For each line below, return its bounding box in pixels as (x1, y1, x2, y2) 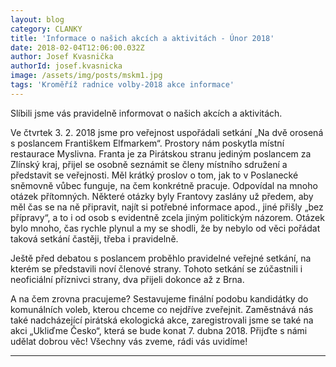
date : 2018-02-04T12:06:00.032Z (10, 42, 145, 53)
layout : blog (10, 14, 65, 25)
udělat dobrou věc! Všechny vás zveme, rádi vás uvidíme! (10, 335, 248, 347)
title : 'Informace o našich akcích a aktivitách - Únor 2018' (10, 33, 275, 43)
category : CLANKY (10, 24, 83, 34)
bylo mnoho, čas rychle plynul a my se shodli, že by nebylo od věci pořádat (10, 222, 321, 234)
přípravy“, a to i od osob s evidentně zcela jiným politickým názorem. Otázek (10, 211, 325, 223)
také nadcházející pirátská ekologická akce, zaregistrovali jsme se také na (10, 314, 314, 326)
